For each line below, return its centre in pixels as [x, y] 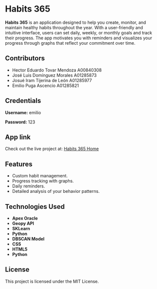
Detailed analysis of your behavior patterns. [56, 191]
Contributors [25, 59]
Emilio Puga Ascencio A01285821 [45, 85]
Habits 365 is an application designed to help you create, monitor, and [76, 22]
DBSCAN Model [28, 239]
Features [19, 164]
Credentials [23, 101]
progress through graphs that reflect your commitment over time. [70, 43]
